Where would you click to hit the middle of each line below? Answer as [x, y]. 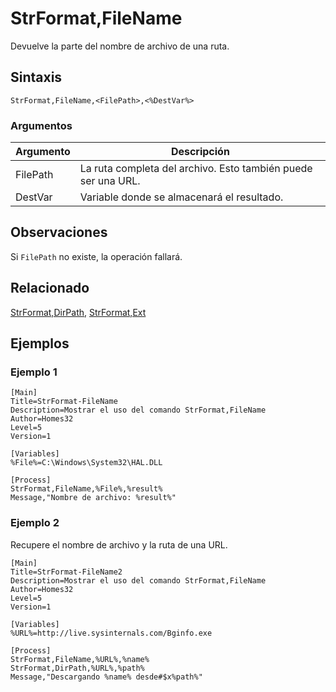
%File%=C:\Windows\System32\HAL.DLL [86, 463]
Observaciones [59, 232]
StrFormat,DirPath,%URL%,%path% [77, 668]
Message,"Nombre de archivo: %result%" [93, 498]
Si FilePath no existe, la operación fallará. [96, 256]
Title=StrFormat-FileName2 [66, 572]
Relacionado [50, 288]
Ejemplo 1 [34, 372]
